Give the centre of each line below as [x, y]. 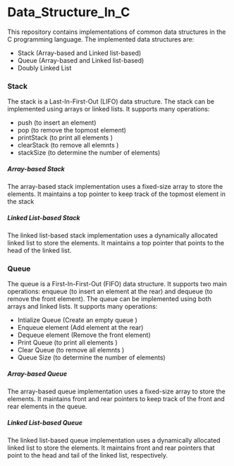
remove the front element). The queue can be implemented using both [109, 299]
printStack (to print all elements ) [65, 137]
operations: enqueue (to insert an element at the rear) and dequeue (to [110, 292]
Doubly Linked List [44, 68]
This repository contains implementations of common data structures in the [117, 32]
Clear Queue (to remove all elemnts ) [71, 350]
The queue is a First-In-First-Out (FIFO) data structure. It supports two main [117, 284]
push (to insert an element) [57, 123]
